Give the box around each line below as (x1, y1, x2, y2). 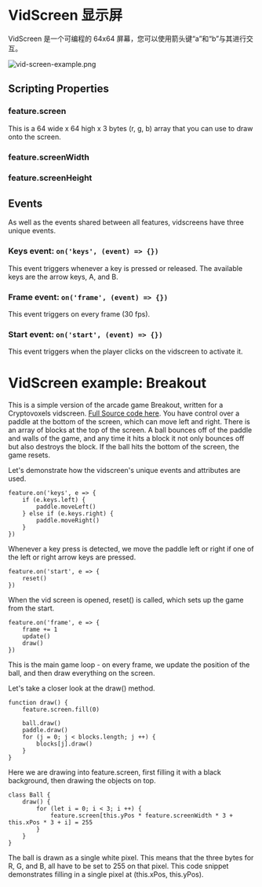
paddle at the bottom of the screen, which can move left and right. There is (8, 417, 251, 427)
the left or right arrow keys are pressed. (8, 552, 136, 562)
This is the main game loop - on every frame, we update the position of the (8, 660, 250, 669)
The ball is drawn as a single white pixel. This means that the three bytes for (8, 853, 254, 863)
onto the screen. (8, 132, 61, 141)
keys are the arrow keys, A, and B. (8, 272, 119, 281)
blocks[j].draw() (36, 740, 93, 748)
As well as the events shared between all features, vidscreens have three (8, 218, 245, 227)
